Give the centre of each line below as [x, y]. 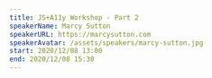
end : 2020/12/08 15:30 [52, 59]
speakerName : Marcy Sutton [60, 26]
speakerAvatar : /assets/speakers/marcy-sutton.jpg [106, 43]
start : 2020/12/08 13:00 [56, 51]
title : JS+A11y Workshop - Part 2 [74, 17]
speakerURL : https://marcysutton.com [80, 34]
